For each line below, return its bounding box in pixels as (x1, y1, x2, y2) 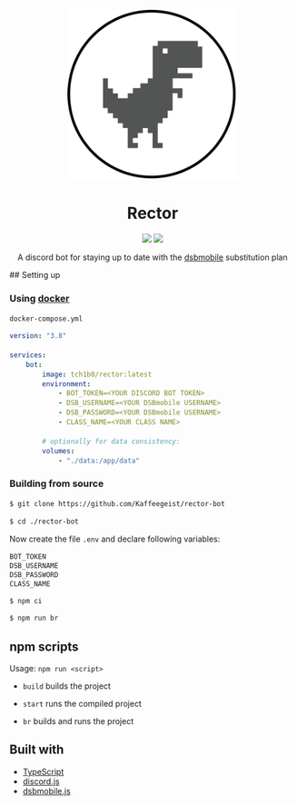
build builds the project (22, 681, 112, 691)
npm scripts (9, 639, 79, 654)
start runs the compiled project (22, 699, 143, 710)
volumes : (42, 446, 75, 455)
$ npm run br (9, 613, 59, 623)
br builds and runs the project (22, 716, 134, 727)
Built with (9, 742, 64, 758)
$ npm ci (9, 596, 43, 605)
